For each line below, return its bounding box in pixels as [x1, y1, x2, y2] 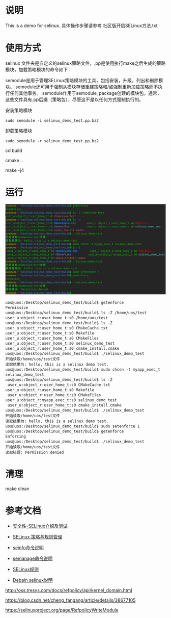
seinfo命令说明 [12, 544, 44, 551]
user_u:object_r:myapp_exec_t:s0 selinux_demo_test [5, 397, 117, 403]
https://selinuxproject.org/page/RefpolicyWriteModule [5, 607, 119, 613]
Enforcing [5, 434, 26, 439]
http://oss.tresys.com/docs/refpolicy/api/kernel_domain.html [5, 587, 132, 593]
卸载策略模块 [5, 127, 32, 134]
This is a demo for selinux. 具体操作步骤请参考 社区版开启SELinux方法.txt [5, 22, 158, 29]
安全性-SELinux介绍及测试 [12, 523, 68, 529]
